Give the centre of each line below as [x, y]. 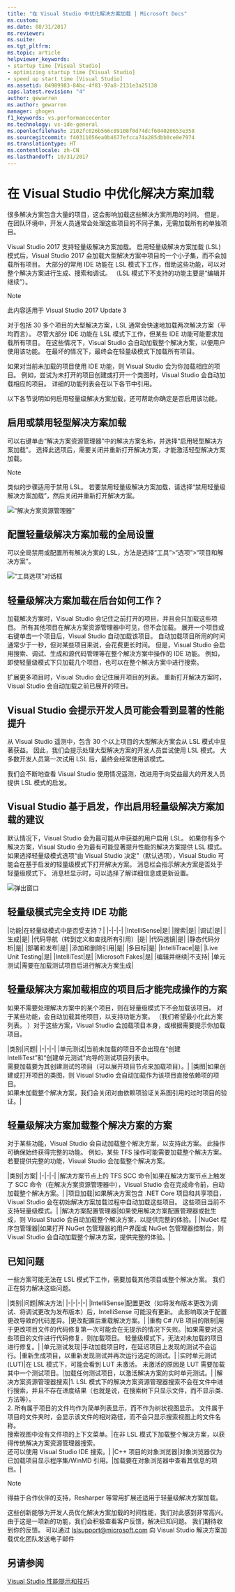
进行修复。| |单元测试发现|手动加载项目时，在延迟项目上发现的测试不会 [109, 1347]
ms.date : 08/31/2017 [37, 27]
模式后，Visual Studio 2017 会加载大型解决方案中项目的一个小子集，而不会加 [117, 255]
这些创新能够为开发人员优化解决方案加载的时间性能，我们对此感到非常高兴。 [117, 1513]
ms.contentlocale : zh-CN [43, 150]
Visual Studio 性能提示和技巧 [48, 1581]
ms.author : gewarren [37, 105]
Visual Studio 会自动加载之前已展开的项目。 [70, 686]
